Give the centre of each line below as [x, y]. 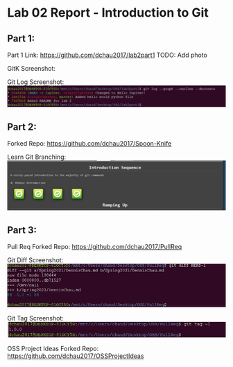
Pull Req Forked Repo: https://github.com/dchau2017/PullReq [95, 247]
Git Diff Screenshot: [35, 260]
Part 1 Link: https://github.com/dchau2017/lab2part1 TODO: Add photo [107, 55]
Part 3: [22, 230]
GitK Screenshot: [32, 68]
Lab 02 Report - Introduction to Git [108, 13]
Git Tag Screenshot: [36, 318]
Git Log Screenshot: [36, 82]
